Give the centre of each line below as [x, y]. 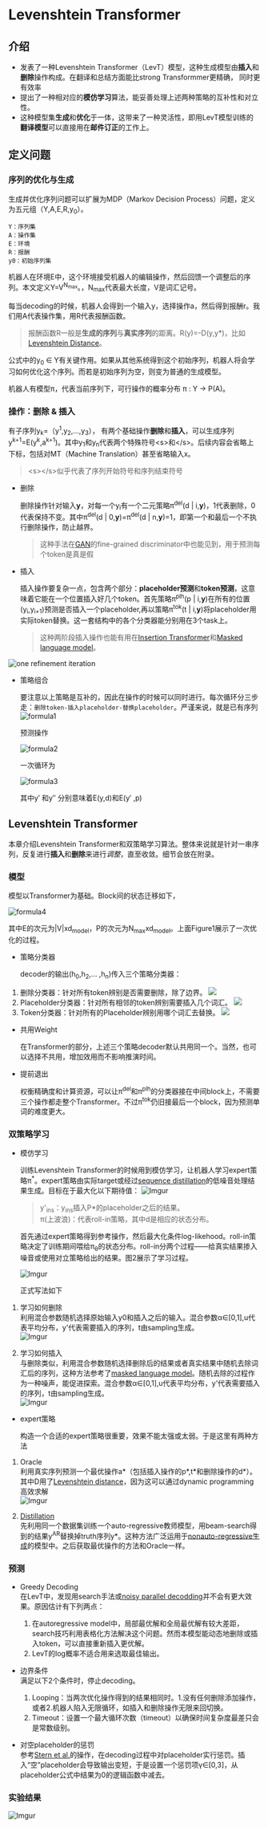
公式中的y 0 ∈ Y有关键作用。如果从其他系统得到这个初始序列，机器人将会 [128, 361]
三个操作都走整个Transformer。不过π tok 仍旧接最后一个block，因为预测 [136, 1101]
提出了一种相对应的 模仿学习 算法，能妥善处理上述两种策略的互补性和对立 [139, 97]
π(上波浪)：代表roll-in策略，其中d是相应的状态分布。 [126, 1219]
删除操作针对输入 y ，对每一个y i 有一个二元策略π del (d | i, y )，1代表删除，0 [138, 506]
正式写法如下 [41, 1290]
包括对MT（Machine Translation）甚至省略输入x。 [112, 453]
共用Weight [38, 1030]
